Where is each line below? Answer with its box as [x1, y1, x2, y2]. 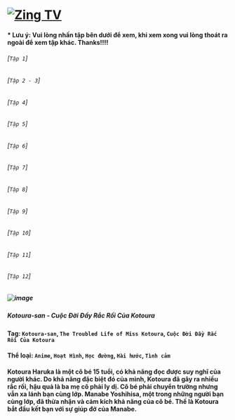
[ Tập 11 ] [7, 250, 32, 258]
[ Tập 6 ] [7, 141, 28, 150]
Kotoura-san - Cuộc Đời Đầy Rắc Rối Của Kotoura [7, 311, 156, 320]
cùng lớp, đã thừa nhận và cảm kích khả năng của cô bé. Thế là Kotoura [7, 398, 219, 406]
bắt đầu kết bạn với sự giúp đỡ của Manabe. [7, 405, 137, 414]
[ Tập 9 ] [7, 206, 28, 215]
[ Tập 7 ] [7, 163, 28, 171]
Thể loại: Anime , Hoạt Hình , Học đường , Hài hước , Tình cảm [7, 351, 170, 360]
